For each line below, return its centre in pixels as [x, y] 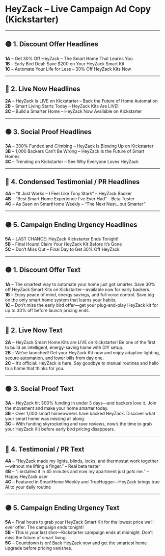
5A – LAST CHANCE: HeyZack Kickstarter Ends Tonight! [62, 239]
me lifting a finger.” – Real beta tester [63, 466]
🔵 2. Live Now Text [34, 331]
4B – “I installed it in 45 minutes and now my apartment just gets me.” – [77, 472]
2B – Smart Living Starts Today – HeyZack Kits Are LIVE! [62, 106]
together [150, 461]
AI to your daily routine [28, 487]
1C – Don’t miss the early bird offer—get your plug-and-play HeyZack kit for [82, 305]
